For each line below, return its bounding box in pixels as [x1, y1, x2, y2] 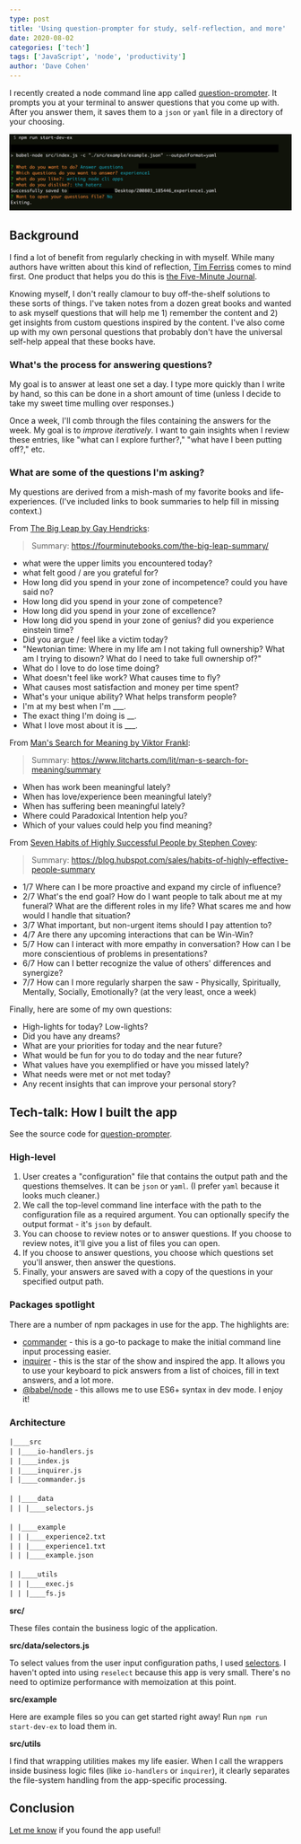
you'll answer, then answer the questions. [21, 1257, 176, 1268]
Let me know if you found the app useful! [9, 1824, 161, 1835]
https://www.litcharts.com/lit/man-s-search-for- [71, 755, 249, 766]
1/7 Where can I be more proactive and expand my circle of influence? [21, 882, 281, 892]
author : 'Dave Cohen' [9, 62, 90, 71]
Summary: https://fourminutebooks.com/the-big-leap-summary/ [30, 540, 269, 551]
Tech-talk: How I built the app [9, 1104, 177, 1120]
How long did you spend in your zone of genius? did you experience [21, 615, 275, 626]
